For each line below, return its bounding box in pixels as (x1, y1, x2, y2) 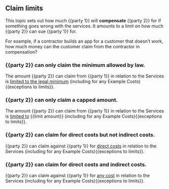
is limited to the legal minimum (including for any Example (5, 79, 126, 85)
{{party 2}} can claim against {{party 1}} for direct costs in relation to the (5, 143, 157, 149)
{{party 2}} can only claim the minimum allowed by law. (5, 61, 146, 68)
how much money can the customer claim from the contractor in (5, 43, 140, 50)
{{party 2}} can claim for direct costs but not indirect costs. (5, 131, 155, 138)
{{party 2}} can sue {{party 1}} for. (5, 28, 77, 34)
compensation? (5, 49, 38, 55)
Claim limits (5, 4, 43, 13)
